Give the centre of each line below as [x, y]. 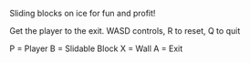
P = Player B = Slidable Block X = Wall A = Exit [96, 48]
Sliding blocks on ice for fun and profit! [83, 13]
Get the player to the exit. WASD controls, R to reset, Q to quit [125, 31]
